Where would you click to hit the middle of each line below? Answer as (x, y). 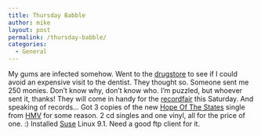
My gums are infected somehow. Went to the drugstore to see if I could (123, 74)
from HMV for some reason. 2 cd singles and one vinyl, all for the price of (127, 115)
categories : (27, 45)
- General (31, 52)
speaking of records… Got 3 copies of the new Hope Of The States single (127, 107)
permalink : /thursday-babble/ (58, 37)
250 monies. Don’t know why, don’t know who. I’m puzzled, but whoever (125, 90)
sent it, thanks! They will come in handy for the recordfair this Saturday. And (131, 99)
